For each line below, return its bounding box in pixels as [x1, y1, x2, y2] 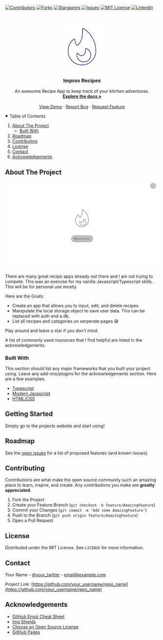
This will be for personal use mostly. [5, 284, 78, 289]
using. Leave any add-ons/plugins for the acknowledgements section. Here [5, 371, 157, 376]
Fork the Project [12, 497, 45, 503]
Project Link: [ [5, 581, 33, 587]
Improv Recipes [63, 77, 101, 84]
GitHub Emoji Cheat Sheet [12, 613, 65, 619]
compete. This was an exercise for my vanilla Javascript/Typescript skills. [5, 278, 153, 284]
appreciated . [5, 487, 32, 493]
